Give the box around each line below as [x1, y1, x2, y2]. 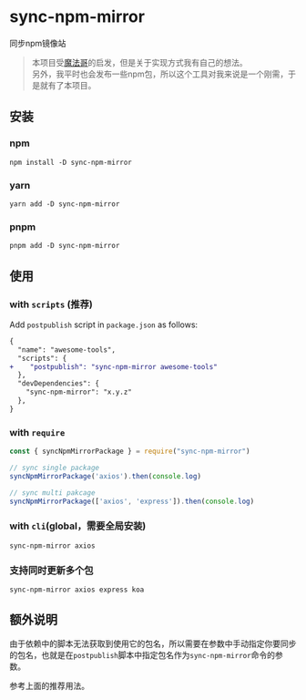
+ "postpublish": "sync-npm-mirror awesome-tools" [9, 362, 219, 371]
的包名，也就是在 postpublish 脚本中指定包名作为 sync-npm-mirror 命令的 [9, 649, 276, 660]
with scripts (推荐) [9, 298, 93, 311]
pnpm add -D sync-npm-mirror [9, 242, 120, 251]
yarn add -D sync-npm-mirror [9, 199, 120, 209]
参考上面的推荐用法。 [9, 680, 89, 691]
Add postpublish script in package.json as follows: [9, 319, 199, 330]
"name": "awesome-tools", [17, 345, 117, 355]
